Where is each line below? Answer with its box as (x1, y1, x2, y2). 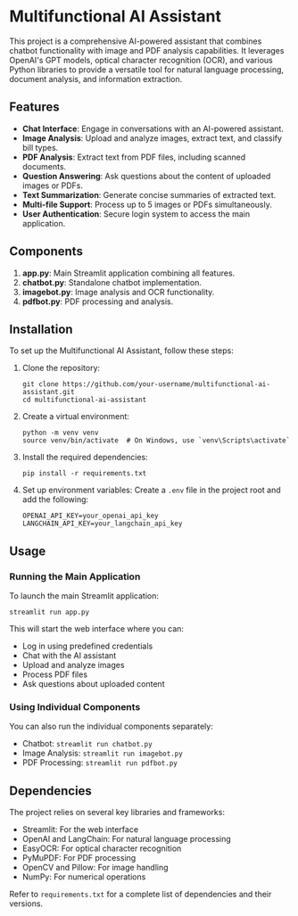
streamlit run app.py (9, 608, 90, 617)
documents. (21, 161, 67, 171)
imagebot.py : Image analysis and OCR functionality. (21, 286, 215, 297)
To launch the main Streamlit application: (9, 590, 159, 601)
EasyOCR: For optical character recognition (21, 843, 182, 854)
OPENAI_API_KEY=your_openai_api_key (21, 511, 159, 521)
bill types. (21, 142, 59, 153)
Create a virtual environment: (21, 411, 129, 422)
